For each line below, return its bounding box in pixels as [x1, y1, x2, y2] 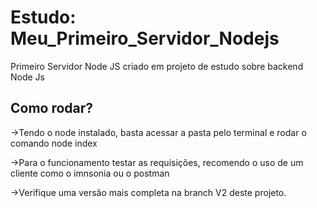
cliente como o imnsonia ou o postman [10, 167, 170, 179]
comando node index [10, 137, 98, 149]
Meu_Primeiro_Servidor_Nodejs [10, 27, 280, 50]
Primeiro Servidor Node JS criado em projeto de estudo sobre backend [10, 60, 304, 72]
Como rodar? [10, 100, 94, 117]
